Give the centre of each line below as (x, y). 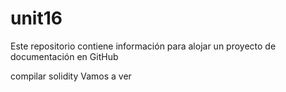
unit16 (36, 18)
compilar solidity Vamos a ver (71, 76)
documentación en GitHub (64, 56)
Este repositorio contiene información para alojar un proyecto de (143, 46)
